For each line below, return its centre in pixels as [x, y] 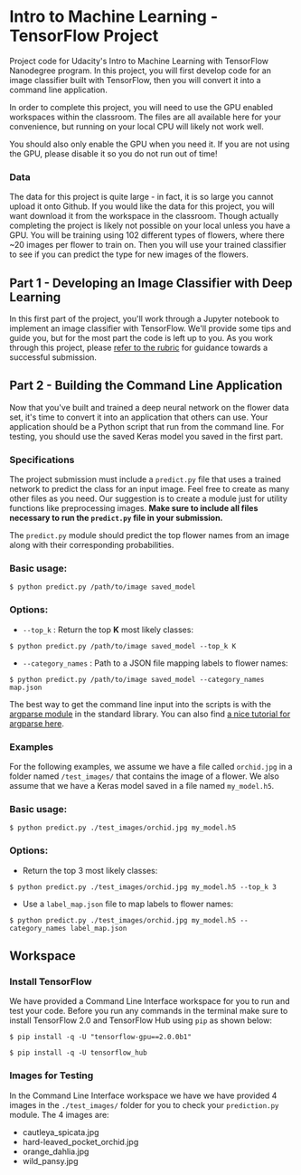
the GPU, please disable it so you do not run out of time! [113, 153]
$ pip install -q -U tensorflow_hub [78, 1053]
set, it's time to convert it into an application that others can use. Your [139, 417]
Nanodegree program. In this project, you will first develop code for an [140, 71]
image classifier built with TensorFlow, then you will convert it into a [135, 80]
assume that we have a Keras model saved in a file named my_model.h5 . [142, 786]
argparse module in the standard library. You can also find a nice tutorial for [150, 714]
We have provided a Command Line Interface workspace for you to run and [150, 1001]
